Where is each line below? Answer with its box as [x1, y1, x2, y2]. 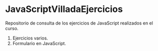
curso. [5, 25, 19, 31]
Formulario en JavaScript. [12, 40, 66, 46]
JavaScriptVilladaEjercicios [5, 3, 123, 15]
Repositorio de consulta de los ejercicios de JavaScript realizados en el [5, 20, 153, 26]
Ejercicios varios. [12, 35, 48, 41]
